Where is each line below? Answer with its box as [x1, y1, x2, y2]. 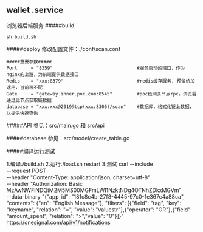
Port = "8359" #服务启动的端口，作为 [6, 65, 185, 71]
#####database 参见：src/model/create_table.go [6, 134, 130, 142]
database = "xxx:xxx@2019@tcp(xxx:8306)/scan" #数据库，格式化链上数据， [6, 103, 194, 110]
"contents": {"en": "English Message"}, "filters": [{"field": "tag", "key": [6, 199, 182, 206]
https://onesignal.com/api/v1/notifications [6, 219, 111, 226]
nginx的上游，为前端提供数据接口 [6, 71, 79, 78]
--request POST [6, 167, 47, 174]
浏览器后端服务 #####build [6, 21, 75, 29]
